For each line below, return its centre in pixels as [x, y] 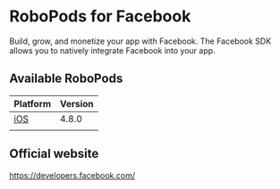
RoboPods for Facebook [100, 16]
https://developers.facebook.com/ [72, 175]
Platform [33, 103]
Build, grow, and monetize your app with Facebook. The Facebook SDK [140, 41]
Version [76, 103]
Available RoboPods [66, 79]
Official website [54, 154]
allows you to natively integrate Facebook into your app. [113, 50]
